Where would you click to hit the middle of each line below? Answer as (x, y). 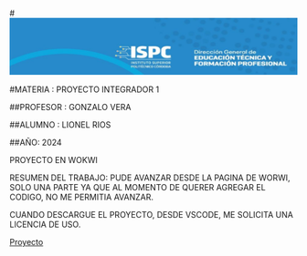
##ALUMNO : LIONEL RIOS (60, 125)
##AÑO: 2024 (36, 143)
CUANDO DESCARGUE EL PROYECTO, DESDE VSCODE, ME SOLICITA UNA (152, 215)
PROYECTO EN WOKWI (53, 160)
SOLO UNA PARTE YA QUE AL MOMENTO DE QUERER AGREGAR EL (138, 188)
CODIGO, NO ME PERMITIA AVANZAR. (81, 197)
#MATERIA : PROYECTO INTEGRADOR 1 (85, 89)
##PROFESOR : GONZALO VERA (70, 108)
